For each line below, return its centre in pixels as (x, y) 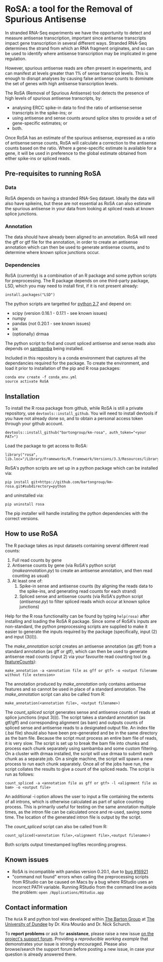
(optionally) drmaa (31, 334)
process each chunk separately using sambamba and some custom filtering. (81, 748)
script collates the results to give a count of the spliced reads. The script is (80, 769)
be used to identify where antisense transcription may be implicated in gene (81, 53)
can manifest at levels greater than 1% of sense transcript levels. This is (77, 73)
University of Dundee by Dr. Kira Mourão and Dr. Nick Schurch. (68, 924)
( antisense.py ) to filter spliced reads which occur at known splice (85, 601)
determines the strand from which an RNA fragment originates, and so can (80, 48)
